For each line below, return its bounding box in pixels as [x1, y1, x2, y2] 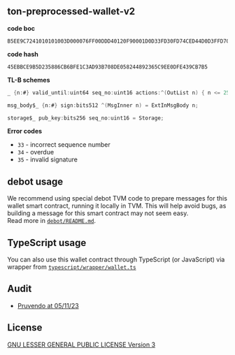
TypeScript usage [7, 237, 87, 249]
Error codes [7, 127, 43, 136]
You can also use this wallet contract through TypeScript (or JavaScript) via [7, 255, 225, 264]
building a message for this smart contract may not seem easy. [7, 209, 189, 217]
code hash [7, 50, 38, 58]
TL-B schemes [7, 75, 50, 84]
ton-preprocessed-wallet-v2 [7, 6, 136, 17]
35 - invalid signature [17, 155, 78, 164]
